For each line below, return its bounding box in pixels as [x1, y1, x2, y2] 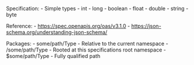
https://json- [131, 23, 162, 29]
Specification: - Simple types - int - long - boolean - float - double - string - [6, 5, 189, 12]
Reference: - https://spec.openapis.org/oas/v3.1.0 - [6, 23, 130, 29]
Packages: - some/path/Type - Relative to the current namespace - [6, 40, 169, 47]
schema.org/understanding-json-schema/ [6, 29, 107, 36]
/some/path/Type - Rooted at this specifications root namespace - [6, 46, 166, 53]
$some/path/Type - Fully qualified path [6, 53, 101, 59]
